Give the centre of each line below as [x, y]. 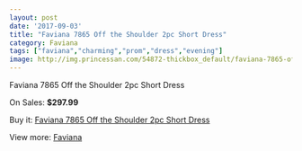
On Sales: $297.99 [44, 102]
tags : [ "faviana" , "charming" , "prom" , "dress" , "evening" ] [116, 51]
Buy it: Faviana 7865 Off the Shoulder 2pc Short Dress [110, 120]
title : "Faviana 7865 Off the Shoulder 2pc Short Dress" [118, 34]
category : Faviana [44, 43]
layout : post [34, 18]
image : [22, 59]
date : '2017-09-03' [46, 26]
